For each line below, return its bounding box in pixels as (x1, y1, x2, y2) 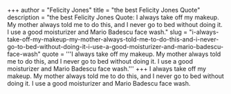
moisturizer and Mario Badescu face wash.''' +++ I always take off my (7, 65, 206, 73)
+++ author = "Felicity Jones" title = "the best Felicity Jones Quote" (7, 6, 201, 14)
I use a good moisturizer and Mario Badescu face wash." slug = (7, 28, 188, 36)
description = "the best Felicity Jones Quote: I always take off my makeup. (7, 13, 219, 21)
